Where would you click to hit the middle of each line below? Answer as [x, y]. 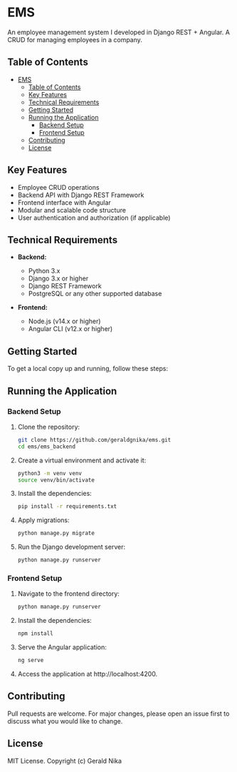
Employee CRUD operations [58, 187]
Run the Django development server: [72, 547]
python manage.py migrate [56, 533]
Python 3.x [44, 271]
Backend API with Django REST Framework [81, 195]
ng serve [31, 661]
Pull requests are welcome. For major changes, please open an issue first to [118, 713]
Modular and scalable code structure [72, 210]
